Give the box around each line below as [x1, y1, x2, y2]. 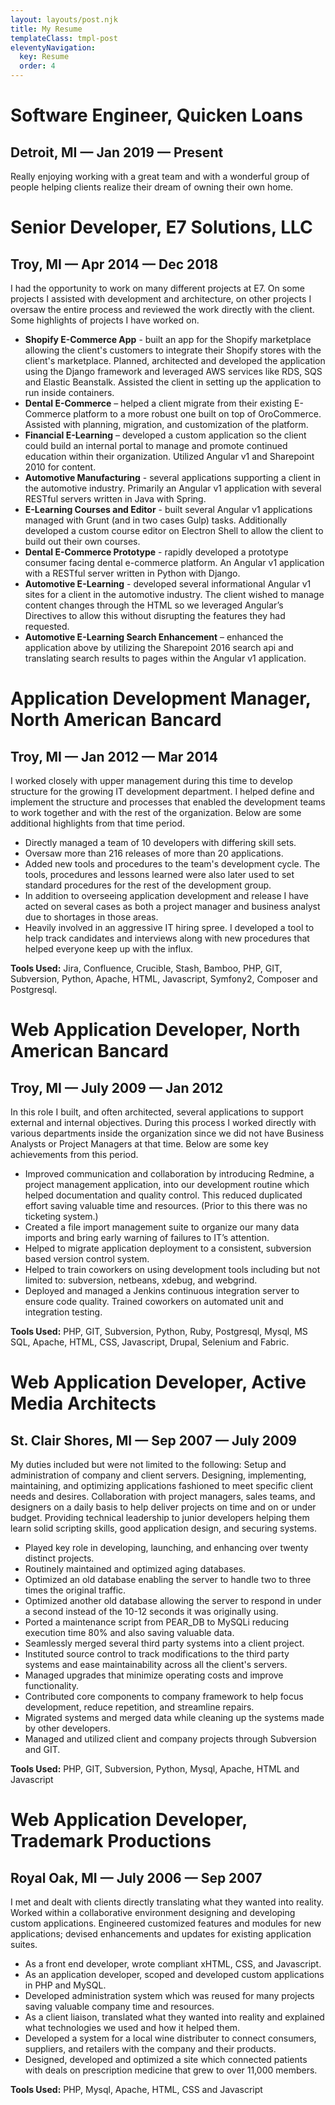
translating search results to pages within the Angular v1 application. [24, 652, 307, 664]
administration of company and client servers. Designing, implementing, [10, 1469, 307, 1481]
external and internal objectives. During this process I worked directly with [10, 1117, 317, 1128]
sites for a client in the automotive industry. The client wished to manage [24, 589, 325, 600]
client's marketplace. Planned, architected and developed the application [24, 355, 326, 366]
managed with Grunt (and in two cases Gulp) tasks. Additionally [24, 514, 288, 526]
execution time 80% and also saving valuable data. [24, 1627, 235, 1638]
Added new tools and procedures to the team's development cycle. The [24, 858, 321, 870]
